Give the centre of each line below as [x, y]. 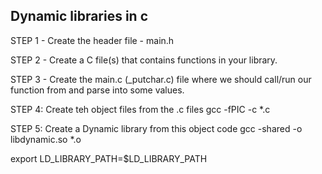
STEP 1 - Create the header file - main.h [92, 40]
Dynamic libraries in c [79, 16]
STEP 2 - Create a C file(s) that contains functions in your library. [144, 60]
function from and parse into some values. [97, 90]
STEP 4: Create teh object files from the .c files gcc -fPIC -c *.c [140, 109]
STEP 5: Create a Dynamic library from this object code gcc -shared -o [156, 128]
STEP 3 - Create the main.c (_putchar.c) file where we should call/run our [161, 79]
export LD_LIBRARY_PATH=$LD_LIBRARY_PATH [109, 158]
